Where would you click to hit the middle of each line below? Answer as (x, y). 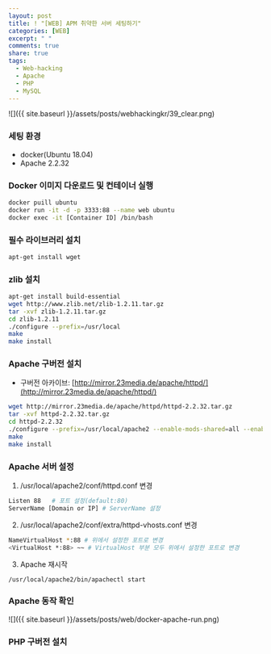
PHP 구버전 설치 (38, 641)
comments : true (34, 46)
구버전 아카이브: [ (47, 383)
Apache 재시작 (44, 564)
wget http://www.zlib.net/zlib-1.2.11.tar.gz (86, 304)
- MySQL (29, 91)
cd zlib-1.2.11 (34, 319)
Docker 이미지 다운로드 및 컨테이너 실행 (81, 185)
